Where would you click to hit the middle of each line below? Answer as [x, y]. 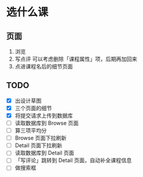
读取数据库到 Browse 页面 [47, 123]
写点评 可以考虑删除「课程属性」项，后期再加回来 [76, 59]
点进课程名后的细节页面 [44, 66]
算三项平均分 [31, 131]
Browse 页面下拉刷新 [41, 138]
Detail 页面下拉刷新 [39, 145]
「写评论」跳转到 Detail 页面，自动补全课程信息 [73, 160]
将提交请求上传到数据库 [44, 115]
